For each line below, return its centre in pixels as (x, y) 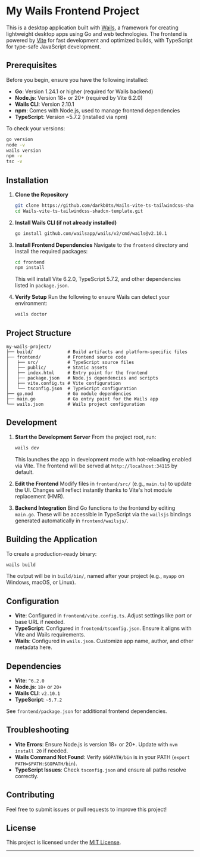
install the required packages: (51, 251)
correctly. (26, 776)
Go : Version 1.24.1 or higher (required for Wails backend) (84, 91)
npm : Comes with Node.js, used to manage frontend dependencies (97, 110)
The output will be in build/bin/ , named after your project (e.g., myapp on (95, 576)
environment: (31, 304)
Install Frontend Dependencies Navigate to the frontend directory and (101, 245)
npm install (29, 268)
